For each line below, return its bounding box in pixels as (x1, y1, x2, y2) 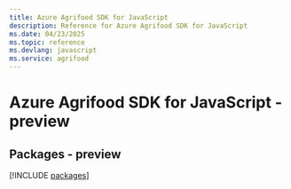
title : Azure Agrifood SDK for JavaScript (9, 12, 169, 22)
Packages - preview (9, 146, 122, 161)
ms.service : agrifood (9, 54, 90, 63)
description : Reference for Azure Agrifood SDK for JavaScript (9, 21, 248, 30)
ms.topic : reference (9, 37, 86, 47)
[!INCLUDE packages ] (9, 170, 90, 180)
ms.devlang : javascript (9, 46, 98, 55)
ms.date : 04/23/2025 (9, 29, 86, 38)
